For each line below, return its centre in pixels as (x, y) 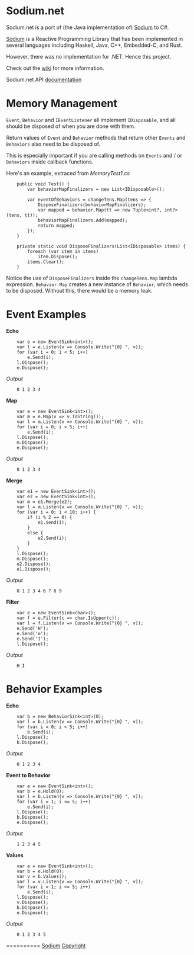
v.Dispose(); (33, 902)
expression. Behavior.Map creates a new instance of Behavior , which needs (97, 284)
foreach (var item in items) (63, 251)
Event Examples (46, 315)
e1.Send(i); (52, 523)
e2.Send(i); (52, 538)
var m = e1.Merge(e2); (45, 502)
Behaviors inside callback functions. (50, 162)
